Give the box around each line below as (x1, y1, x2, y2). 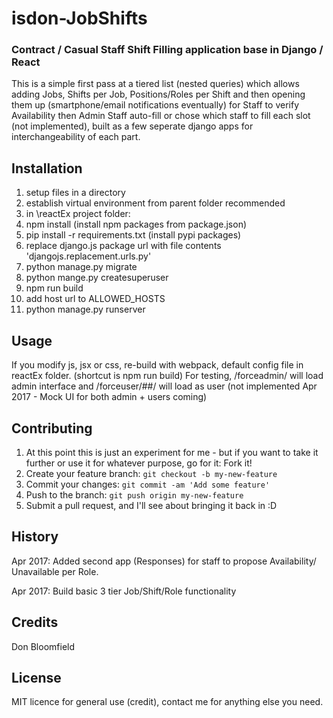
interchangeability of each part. (11, 131, 141, 143)
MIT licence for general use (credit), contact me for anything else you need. (11, 696, 324, 708)
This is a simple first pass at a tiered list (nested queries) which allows (11, 78, 300, 90)
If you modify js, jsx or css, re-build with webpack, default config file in (11, 359, 304, 371)
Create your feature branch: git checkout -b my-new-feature (25, 467, 278, 479)
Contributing (11, 420, 93, 437)
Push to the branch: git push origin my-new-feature (25, 488, 244, 501)
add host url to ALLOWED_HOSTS (25, 293, 166, 305)
